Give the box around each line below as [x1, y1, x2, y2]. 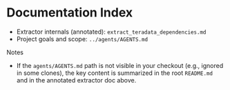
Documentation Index [6, 5, 133, 21]
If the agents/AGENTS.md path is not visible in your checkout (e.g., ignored [16, 61, 224, 69]
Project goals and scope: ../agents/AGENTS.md [16, 34, 148, 43]
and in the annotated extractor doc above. [16, 76, 137, 84]
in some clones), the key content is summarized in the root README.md [16, 69, 213, 77]
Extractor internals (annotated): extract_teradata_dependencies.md [16, 27, 207, 36]
